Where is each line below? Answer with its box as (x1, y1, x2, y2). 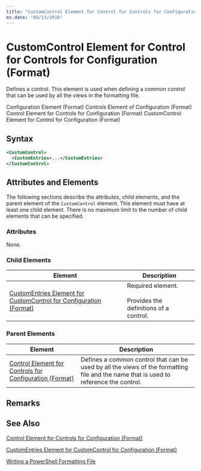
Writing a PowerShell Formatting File (6, 457, 96, 465)
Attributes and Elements (6, 178, 99, 188)
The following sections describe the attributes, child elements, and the (6, 193, 180, 200)
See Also (6, 418, 40, 429)
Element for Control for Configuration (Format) (6, 116, 121, 124)
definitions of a (127, 304, 169, 313)
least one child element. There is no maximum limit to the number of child (6, 206, 187, 213)
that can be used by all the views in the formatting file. (6, 92, 140, 99)
